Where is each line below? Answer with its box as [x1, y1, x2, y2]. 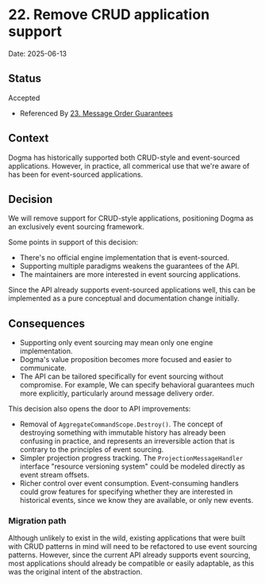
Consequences [8, 317, 86, 330]
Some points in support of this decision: [8, 237, 139, 247]
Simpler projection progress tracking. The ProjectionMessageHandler [19, 454, 244, 463]
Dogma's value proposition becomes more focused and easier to [19, 355, 232, 364]
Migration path [8, 516, 67, 527]
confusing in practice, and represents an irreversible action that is [19, 436, 236, 446]
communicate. [19, 364, 67, 373]
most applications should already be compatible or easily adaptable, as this [8, 559, 255, 568]
